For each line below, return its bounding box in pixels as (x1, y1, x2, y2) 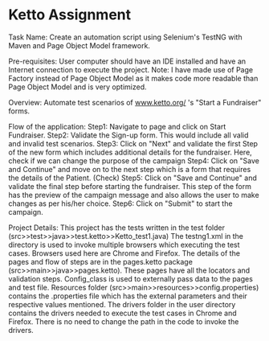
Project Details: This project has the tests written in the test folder (8, 223, 225, 232)
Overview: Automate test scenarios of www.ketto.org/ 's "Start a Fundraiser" (8, 97, 262, 107)
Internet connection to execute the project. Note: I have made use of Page (8, 64, 254, 74)
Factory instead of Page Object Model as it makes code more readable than (8, 73, 259, 83)
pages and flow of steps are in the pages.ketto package (8, 257, 193, 266)
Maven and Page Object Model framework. (8, 40, 151, 50)
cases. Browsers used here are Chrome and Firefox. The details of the (8, 248, 241, 258)
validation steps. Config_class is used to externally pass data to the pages (8, 273, 253, 283)
